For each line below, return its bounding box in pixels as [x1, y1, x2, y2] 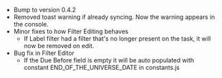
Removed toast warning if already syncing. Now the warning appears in [13, 13, 215, 21]
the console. [13, 20, 49, 28]
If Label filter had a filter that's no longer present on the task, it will [23, 35, 211, 43]
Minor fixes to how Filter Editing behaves [13, 27, 128, 35]
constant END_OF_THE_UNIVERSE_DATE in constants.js [23, 64, 180, 71]
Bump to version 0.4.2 [13, 6, 77, 14]
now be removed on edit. [23, 42, 94, 50]
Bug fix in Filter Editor [13, 49, 75, 57]
